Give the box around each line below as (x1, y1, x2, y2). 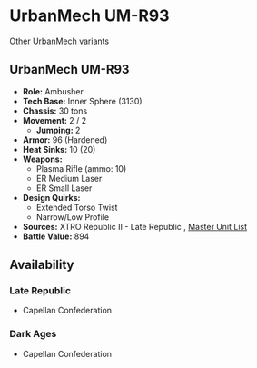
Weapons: (22, 154, 63, 164)
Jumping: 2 (35, 124, 81, 135)
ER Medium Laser (35, 173, 103, 184)
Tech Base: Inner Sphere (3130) (22, 95, 143, 106)
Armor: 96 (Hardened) (22, 134, 108, 145)
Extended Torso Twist (35, 202, 118, 213)
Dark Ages (9, 328, 57, 341)
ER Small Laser (35, 183, 93, 194)
